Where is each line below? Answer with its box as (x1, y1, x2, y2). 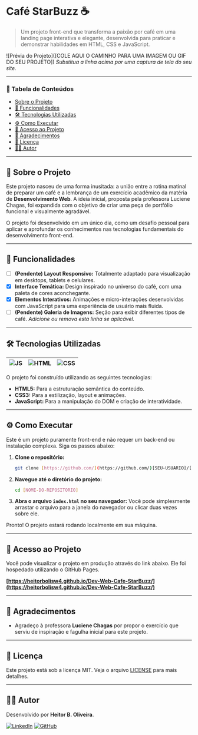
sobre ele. (14, 510, 39, 517)
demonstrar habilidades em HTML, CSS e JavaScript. (20, 41, 150, 48)
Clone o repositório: (14, 453, 65, 461)
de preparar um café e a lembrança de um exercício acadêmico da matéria (6, 189, 187, 196)
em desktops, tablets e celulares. (14, 276, 95, 283)
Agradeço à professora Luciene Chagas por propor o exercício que (14, 622, 179, 629)
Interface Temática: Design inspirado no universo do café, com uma (14, 283, 181, 290)
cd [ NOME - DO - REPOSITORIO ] (14, 487, 78, 493)
